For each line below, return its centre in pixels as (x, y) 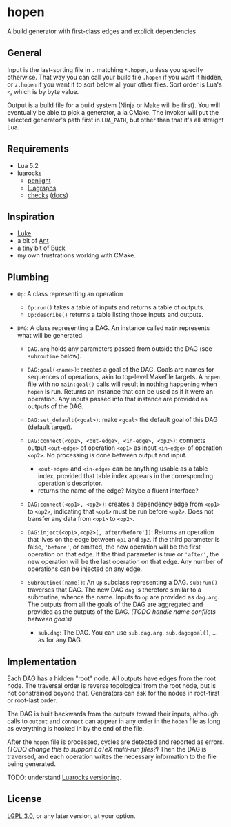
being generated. (32, 764)
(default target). (50, 427)
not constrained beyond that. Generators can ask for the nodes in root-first (113, 693)
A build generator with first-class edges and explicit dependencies (102, 31)
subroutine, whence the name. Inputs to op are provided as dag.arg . (123, 597)
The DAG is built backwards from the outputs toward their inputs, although (113, 714)
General (25, 53)
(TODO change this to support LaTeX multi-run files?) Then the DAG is (107, 749)
